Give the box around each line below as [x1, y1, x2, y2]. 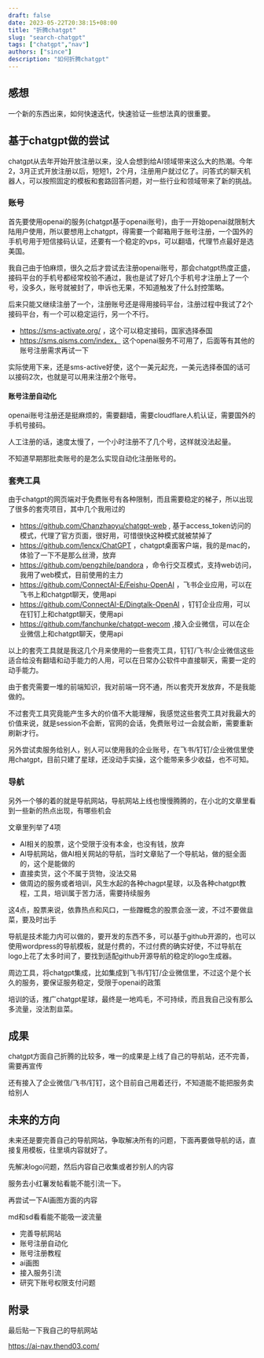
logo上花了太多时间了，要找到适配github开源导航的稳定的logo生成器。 [8, 951, 236, 960]
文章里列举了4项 [8, 822, 61, 831]
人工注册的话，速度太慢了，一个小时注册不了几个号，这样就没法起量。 [8, 437, 236, 446]
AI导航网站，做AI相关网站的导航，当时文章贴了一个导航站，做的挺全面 [19, 849, 247, 858]
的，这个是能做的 [19, 858, 75, 868]
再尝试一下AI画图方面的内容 [8, 1195, 98, 1205]
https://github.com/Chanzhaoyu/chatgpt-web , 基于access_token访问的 [19, 521, 251, 530]
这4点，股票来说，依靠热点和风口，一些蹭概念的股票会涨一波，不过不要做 [8, 905, 247, 914]
